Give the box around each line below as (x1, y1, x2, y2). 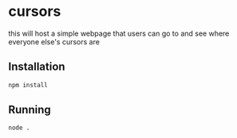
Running (8, 103, 52, 117)
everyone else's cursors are (8, 36, 100, 46)
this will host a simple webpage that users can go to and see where (8, 29, 230, 38)
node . (8, 124, 30, 132)
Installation (8, 60, 65, 74)
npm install (8, 81, 48, 89)
